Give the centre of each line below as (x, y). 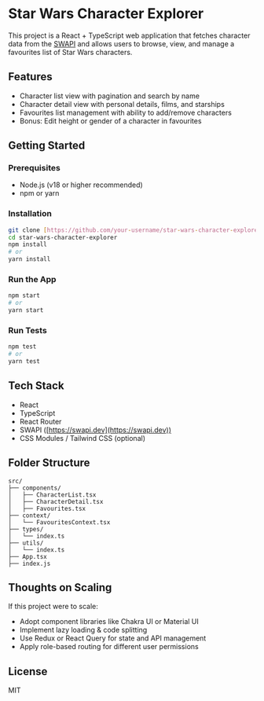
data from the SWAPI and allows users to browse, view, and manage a (121, 43)
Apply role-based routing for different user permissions (109, 647)
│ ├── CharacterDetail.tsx (56, 501)
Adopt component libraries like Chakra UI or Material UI (109, 622)
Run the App (32, 280)
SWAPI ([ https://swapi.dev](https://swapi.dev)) (95, 430)
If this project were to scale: (53, 607)
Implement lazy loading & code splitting (83, 630)
